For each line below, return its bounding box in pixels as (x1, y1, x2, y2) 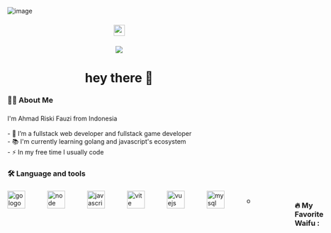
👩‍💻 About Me (7, 95, 53, 105)
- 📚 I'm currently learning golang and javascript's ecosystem (7, 137, 186, 145)
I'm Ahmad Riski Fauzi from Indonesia (7, 114, 118, 123)
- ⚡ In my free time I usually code (7, 147, 104, 156)
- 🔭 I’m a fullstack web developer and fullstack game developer (7, 129, 192, 137)
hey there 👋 (84, 70, 154, 86)
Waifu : (294, 218, 320, 228)
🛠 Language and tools (7, 169, 86, 178)
